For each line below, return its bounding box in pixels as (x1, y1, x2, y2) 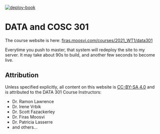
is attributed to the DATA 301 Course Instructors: (5, 89, 102, 95)
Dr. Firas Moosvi (12, 114, 45, 119)
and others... (12, 124, 38, 130)
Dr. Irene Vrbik (12, 104, 41, 109)
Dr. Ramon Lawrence (12, 98, 54, 104)
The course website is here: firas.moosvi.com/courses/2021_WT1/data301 (5, 37, 153, 43)
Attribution (5, 71, 39, 79)
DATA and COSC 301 (5, 22, 89, 32)
